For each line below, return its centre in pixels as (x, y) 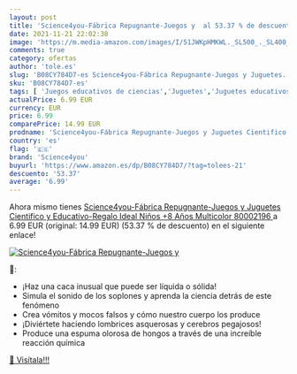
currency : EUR (35, 108)
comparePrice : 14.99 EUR (55, 125)
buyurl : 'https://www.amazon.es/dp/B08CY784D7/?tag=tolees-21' (128, 165)
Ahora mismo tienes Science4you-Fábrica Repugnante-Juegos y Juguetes (145, 207)
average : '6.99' (39, 182)
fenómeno (41, 305)
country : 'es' (35, 141)
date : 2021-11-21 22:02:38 (59, 34)
